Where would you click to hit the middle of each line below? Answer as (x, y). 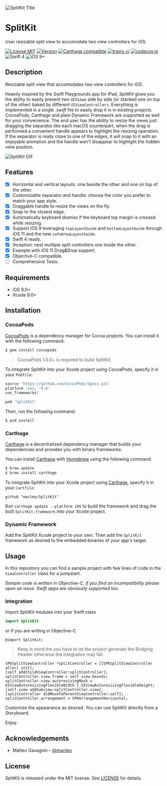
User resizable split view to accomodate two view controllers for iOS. (76, 41)
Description (24, 72)
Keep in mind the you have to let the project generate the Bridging (85, 649)
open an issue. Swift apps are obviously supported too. (62, 589)
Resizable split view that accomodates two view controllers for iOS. (74, 84)
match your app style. (35, 201)
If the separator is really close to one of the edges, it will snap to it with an (81, 136)
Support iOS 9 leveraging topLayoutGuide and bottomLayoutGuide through (87, 228)
